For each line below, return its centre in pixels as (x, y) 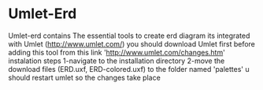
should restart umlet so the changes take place (85, 77)
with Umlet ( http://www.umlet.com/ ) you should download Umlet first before (132, 43)
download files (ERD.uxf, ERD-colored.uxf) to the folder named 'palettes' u (129, 69)
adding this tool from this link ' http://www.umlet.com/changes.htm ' (117, 52)
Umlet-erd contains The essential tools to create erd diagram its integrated (129, 36)
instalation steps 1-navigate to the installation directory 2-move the (117, 61)
